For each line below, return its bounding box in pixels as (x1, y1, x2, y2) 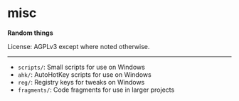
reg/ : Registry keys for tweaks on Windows (17, 78, 145, 86)
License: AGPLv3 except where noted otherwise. (7, 42, 150, 51)
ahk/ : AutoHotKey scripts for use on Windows (17, 70, 152, 79)
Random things (7, 28, 53, 37)
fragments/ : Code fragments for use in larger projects (17, 85, 175, 94)
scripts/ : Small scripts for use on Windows (17, 63, 146, 71)
